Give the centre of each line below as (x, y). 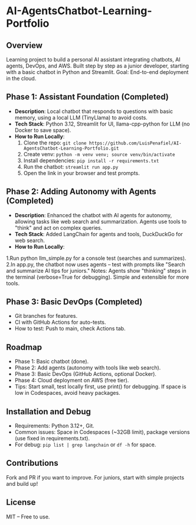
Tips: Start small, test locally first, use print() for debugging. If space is (100, 386)
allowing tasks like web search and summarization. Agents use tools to (101, 221)
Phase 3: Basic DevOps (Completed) (74, 302)
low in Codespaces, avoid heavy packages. (67, 393)
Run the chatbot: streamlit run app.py (71, 166)
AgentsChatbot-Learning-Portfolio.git (71, 148)
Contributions (32, 463)
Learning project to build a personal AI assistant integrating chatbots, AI (93, 59)
